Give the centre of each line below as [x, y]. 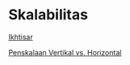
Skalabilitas [48, 15]
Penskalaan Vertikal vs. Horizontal [65, 52]
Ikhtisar [21, 37]
